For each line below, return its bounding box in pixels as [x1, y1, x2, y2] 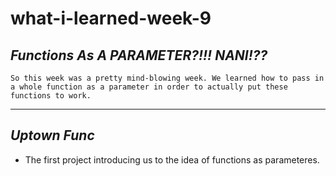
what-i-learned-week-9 [10, 7, 212, 30]
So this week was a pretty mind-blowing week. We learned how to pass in [10, 73, 325, 83]
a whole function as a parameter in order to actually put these [10, 82, 288, 92]
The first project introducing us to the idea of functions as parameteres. [24, 153, 320, 166]
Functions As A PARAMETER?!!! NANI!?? [10, 47, 268, 64]
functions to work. [10, 91, 92, 101]
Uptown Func [10, 127, 95, 144]
